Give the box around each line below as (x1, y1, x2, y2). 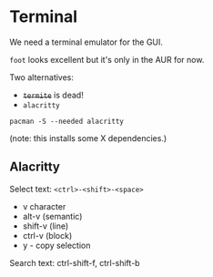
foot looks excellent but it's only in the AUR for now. (9, 54, 205, 65)
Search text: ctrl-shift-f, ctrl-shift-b (9, 257, 140, 268)
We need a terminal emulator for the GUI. (9, 36, 164, 47)
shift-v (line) (22, 221, 69, 231)
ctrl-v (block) (22, 230, 73, 241)
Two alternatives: (9, 71, 75, 83)
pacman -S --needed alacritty (9, 117, 125, 126)
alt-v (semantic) (22, 210, 83, 221)
